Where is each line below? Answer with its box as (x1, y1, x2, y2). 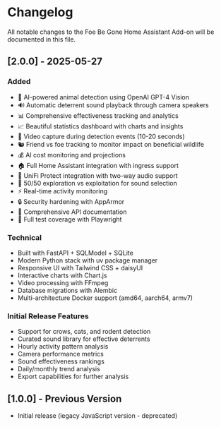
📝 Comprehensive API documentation (17, 208, 127, 216)
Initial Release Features (7, 311, 90, 321)
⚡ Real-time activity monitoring (17, 186, 108, 195)
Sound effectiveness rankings (17, 357, 104, 366)
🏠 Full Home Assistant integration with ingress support (17, 161, 179, 169)
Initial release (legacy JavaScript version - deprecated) (17, 411, 178, 420)
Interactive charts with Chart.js (17, 271, 107, 279)
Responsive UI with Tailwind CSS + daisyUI (17, 263, 143, 272)
